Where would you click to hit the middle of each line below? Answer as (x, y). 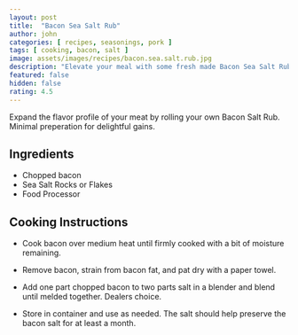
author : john (33, 34)
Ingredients (42, 154)
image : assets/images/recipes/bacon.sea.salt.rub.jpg (111, 58)
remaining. (42, 253)
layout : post (33, 17)
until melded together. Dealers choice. (92, 297)
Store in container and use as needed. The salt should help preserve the (154, 314)
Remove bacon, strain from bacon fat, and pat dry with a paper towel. (149, 270)
